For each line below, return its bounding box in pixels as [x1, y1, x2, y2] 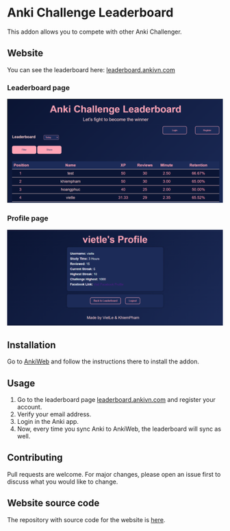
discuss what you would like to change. [7, 477, 118, 486]
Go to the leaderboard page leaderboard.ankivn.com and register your [16, 396, 216, 404]
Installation [7, 339, 56, 351]
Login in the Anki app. [16, 418, 79, 426]
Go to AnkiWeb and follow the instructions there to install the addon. [7, 357, 200, 365]
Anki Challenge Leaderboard [7, 5, 174, 21]
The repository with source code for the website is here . [7, 515, 166, 523]
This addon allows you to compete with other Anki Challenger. [7, 27, 183, 36]
